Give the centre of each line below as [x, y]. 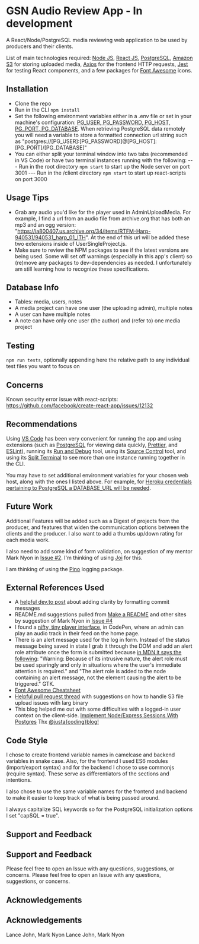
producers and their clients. [40, 46]
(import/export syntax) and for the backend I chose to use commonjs [90, 768]
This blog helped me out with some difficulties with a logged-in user [98, 709]
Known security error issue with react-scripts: [62, 399]
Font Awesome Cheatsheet [48, 690]
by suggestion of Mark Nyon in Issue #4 [64, 621]
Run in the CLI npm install [47, 110]
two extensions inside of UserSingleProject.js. [71, 243]
